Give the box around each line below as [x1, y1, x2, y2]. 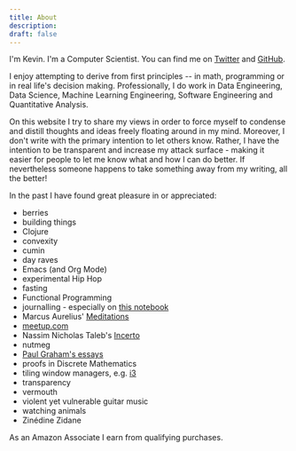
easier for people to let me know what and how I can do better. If [9, 154, 245, 165]
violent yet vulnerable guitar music [21, 396, 149, 407]
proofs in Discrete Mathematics [21, 359, 137, 369]
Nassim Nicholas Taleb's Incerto [21, 330, 140, 341]
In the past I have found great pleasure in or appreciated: [9, 190, 217, 201]
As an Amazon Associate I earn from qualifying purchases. [9, 432, 223, 443]
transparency [21, 377, 71, 388]
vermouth [21, 387, 58, 398]
